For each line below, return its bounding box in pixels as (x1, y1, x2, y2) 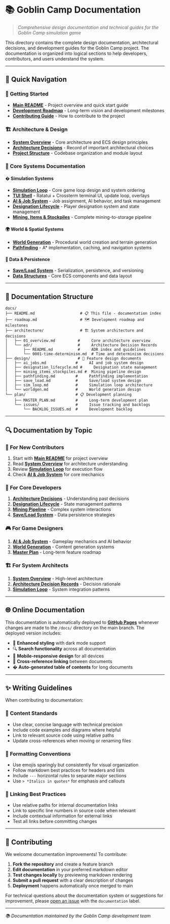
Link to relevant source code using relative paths (12, 732, 114, 738)
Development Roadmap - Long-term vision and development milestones (12, 107, 164, 113)
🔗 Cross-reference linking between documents (12, 658, 112, 664)
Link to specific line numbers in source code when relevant (12, 808, 136, 814)
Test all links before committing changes (12, 818, 97, 824)
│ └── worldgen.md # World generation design (5, 387, 142, 392)
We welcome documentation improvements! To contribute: (5, 851, 127, 857)
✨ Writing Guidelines (5, 684, 72, 692)
